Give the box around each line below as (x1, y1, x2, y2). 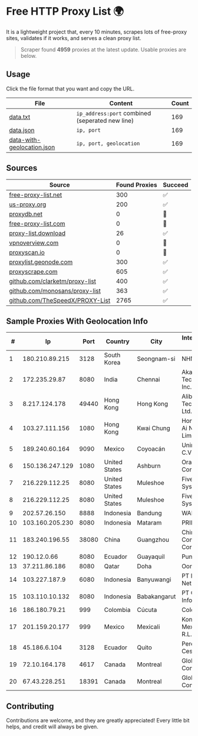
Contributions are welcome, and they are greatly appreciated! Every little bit (6, 717, 190, 724)
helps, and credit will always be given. (6, 723, 98, 730)
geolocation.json (9, 143, 55, 151)
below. (20, 52, 37, 59)
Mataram (137, 519, 162, 527)
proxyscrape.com (9, 267, 58, 275)
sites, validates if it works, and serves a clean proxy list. (6, 34, 141, 41)
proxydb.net (9, 210, 43, 218)
